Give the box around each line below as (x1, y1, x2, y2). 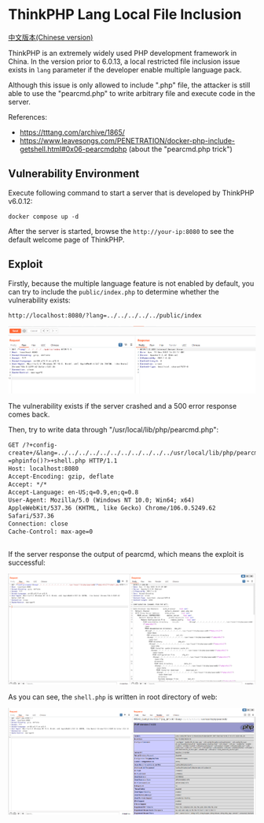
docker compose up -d (8, 213, 79, 221)
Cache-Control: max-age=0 (8, 528, 93, 536)
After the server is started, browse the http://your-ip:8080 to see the (8, 226, 234, 235)
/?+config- (22, 441, 58, 450)
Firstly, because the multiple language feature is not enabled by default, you (8, 278, 255, 288)
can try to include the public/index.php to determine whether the (8, 287, 220, 296)
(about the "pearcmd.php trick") (128, 144, 233, 154)
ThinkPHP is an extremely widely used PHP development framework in (8, 48, 237, 57)
